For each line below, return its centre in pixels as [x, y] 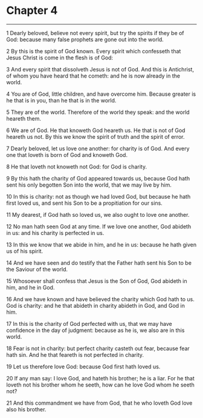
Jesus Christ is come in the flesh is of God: [60, 58]
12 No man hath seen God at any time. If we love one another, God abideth [99, 226]
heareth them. [24, 118]
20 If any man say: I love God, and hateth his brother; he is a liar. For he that [100, 378]
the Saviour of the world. [37, 269]
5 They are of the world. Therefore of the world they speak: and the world [98, 112]
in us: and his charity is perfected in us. [55, 233]
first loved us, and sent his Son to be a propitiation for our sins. [85, 203]
